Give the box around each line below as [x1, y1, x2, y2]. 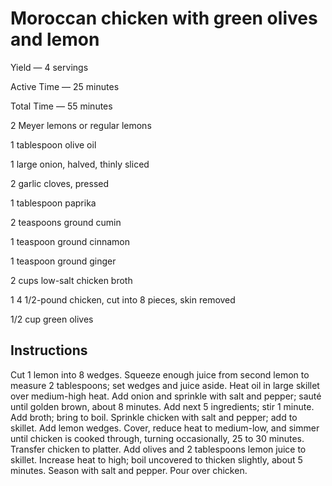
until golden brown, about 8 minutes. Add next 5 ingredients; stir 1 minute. [10, 400, 315, 412]
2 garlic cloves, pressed [10, 177, 110, 189]
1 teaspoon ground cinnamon [10, 235, 130, 247]
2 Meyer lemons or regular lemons [10, 119, 152, 131]
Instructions [10, 342, 88, 359]
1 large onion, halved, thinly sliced [10, 158, 150, 170]
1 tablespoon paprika [10, 197, 97, 209]
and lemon [10, 28, 100, 51]
